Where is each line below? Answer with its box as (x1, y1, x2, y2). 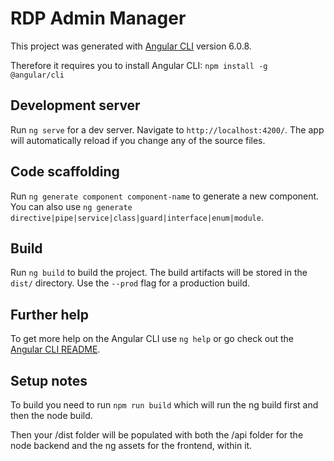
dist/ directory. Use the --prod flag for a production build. (10, 277, 250, 289)
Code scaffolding (10, 163, 120, 181)
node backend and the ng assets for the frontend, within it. (10, 440, 253, 451)
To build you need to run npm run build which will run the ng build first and (10, 399, 319, 411)
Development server (10, 97, 141, 114)
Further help (10, 306, 90, 323)
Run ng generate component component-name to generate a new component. (10, 190, 320, 202)
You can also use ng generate (10, 200, 133, 212)
